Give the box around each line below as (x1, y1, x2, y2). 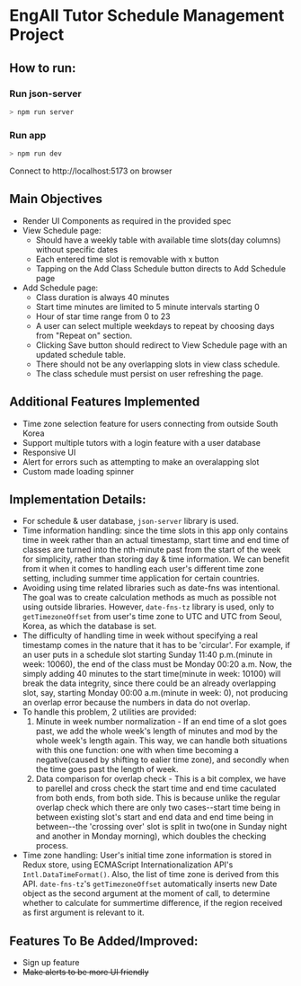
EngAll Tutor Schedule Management (9, 5, 285, 26)
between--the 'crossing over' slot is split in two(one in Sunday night (35, 822, 288, 832)
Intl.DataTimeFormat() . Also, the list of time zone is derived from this (22, 869, 279, 880)
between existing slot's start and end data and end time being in (35, 812, 274, 822)
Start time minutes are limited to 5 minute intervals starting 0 (35, 301, 261, 312)
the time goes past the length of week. (35, 764, 179, 775)
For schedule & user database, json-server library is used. (22, 516, 239, 527)
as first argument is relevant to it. (22, 907, 146, 918)
